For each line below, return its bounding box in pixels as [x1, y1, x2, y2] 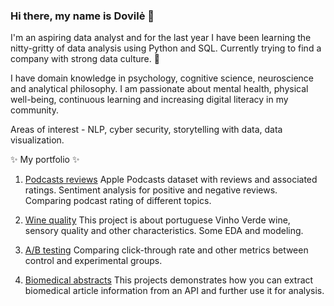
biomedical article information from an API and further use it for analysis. [24, 285, 325, 297]
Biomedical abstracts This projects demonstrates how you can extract [24, 274, 314, 286]
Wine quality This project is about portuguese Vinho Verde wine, [24, 214, 291, 226]
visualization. [10, 134, 65, 146]
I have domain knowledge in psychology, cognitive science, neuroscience [10, 72, 314, 84]
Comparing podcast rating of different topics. [24, 195, 212, 207]
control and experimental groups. [24, 255, 163, 267]
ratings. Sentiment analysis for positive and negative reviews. [24, 184, 278, 196]
